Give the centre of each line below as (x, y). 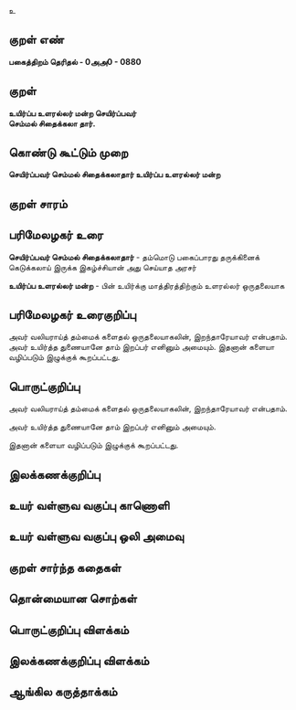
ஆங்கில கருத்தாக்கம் (63, 692)
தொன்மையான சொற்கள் (73, 599)
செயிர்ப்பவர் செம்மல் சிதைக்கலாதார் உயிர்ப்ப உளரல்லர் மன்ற (115, 175)
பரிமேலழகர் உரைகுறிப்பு (72, 315)
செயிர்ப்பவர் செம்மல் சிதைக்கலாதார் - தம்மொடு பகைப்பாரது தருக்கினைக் (134, 257)
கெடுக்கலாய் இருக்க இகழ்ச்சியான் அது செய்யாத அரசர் (103, 267)
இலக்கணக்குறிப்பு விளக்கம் (79, 661)
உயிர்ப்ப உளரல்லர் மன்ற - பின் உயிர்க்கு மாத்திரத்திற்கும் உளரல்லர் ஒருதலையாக (147, 285)
